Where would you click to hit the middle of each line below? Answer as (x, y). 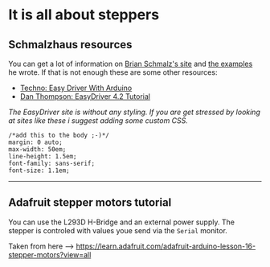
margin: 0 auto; (35, 142)
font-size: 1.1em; (39, 170)
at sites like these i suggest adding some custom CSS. (98, 121)
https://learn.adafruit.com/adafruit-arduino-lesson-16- (166, 246)
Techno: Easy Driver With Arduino (76, 88)
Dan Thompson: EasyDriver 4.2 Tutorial (85, 97)
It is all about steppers (84, 15)
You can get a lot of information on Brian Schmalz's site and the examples (131, 64)
